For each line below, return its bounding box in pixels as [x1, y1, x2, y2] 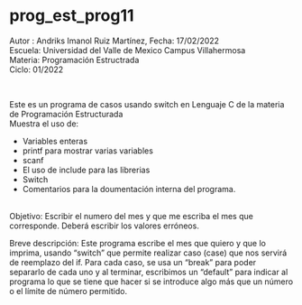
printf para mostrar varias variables [22, 145, 153, 156]
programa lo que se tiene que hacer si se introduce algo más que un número [9, 276, 294, 287]
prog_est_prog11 [9, 5, 134, 26]
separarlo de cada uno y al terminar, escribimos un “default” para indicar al [9, 266, 288, 277]
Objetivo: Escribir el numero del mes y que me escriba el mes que [9, 210, 254, 221]
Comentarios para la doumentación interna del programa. [22, 183, 236, 194]
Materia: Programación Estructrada [9, 54, 140, 65]
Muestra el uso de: [9, 118, 79, 129]
